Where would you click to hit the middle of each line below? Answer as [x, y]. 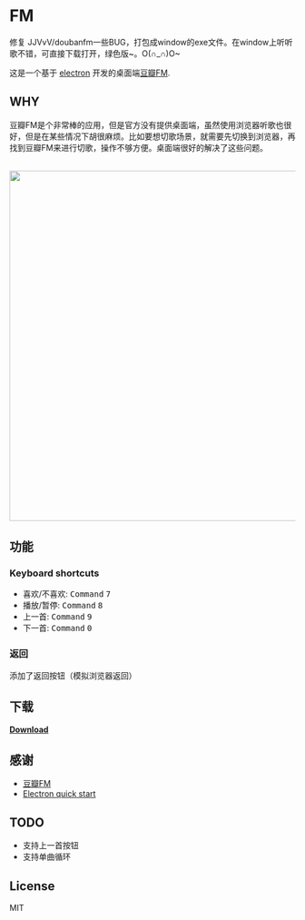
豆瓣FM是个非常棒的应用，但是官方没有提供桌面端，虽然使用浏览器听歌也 [147, 124]
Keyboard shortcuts [54, 573]
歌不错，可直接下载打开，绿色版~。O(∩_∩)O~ [95, 53]
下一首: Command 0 [57, 628]
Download [29, 729]
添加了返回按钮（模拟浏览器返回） [73, 675]
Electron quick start [59, 794]
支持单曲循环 [46, 857]
